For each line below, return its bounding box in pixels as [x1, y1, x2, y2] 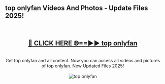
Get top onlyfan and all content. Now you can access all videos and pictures [5, 57, 160, 63]
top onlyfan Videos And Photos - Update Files [5, 4, 148, 12]
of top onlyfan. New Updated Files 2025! [41, 63, 124, 69]
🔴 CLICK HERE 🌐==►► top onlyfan [28, 39, 138, 47]
